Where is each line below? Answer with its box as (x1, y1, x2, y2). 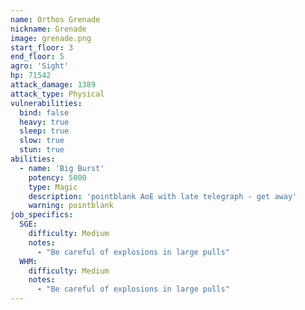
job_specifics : (10, 210, 74, 220)
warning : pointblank (28, 201, 114, 211)
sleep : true (19, 126, 70, 136)
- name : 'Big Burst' (19, 163, 105, 173)
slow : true (19, 136, 65, 146)
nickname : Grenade (10, 24, 87, 34)
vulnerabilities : (10, 98, 83, 108)
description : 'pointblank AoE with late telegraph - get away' (28, 191, 298, 201)
